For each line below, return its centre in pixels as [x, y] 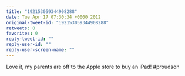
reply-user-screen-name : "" [41, 50]
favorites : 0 [22, 34]
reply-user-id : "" [28, 45]
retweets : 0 [21, 28]
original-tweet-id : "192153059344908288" [58, 22]
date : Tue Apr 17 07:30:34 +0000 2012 [53, 17]
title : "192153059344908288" [42, 11]
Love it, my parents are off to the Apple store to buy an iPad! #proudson [93, 67]
